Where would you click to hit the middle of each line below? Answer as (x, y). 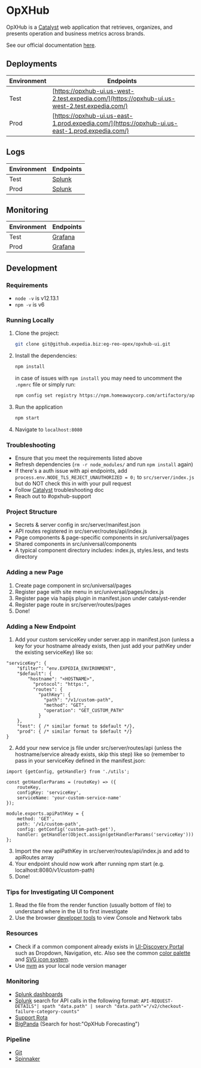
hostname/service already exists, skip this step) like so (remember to (100, 754)
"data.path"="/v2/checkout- (149, 1006)
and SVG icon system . (42, 959)
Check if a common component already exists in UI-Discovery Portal (99, 946)
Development (32, 268)
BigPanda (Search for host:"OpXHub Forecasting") (77, 1024)
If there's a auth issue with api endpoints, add (71, 471)
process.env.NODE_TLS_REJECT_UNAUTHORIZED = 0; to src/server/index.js (104, 477)
